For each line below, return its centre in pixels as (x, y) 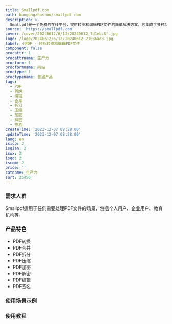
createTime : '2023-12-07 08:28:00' (43, 129)
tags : (11, 82)
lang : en (15, 139)
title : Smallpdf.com (27, 10)
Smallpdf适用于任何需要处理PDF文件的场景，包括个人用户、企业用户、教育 (84, 208)
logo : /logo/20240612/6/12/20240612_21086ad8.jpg (59, 39)
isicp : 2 (15, 144)
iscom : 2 (15, 163)
